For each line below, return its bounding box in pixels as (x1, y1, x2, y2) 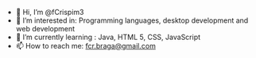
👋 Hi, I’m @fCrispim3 (15, 8, 84, 16)
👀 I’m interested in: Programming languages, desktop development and (15, 16, 249, 25)
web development (15, 24, 76, 33)
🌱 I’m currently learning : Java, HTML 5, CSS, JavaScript (15, 32, 201, 42)
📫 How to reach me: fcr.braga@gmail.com (15, 42, 157, 50)
